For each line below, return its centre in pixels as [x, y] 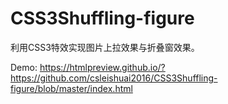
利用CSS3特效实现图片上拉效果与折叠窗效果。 [105, 47]
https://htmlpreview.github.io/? [102, 67]
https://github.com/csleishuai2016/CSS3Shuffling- [114, 78]
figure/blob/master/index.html [71, 88]
